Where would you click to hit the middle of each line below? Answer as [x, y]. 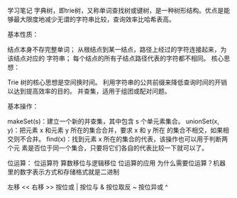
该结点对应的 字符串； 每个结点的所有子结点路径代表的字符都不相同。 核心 [116, 58]
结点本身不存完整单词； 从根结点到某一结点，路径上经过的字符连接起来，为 [117, 49]
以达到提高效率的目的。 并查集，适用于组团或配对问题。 [89, 91]
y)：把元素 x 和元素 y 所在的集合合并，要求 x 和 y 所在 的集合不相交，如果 [115, 130]
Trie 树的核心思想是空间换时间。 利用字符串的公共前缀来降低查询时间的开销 [117, 82]
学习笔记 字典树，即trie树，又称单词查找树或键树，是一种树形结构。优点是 [116, 10]
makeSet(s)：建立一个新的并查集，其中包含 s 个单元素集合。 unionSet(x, [114, 121]
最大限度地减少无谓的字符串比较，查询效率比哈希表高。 [94, 19]
